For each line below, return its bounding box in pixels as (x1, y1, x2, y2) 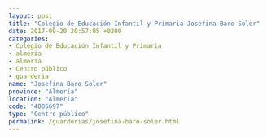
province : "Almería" (8, 87, 79, 96)
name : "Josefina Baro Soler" (8, 80, 107, 88)
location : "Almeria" (8, 95, 79, 103)
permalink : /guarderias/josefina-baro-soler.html (8, 118, 181, 126)
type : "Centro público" (8, 110, 90, 119)
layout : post (8, 11, 53, 20)
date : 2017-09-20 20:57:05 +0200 (8, 27, 122, 35)
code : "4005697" (8, 102, 63, 110)
